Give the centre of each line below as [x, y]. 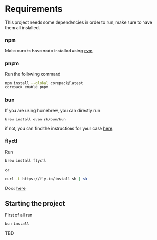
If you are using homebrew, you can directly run [53, 110]
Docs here [15, 188]
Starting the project [35, 203]
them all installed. [22, 27]
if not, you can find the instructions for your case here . [59, 129]
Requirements [34, 9]
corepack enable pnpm [27, 87]
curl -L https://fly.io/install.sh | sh [46, 179]
